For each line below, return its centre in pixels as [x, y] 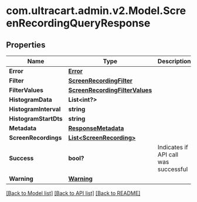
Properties [26, 45]
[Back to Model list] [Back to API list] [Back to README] [73, 193]
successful [173, 169]
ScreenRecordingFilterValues [110, 90]
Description [174, 61]
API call [168, 155]
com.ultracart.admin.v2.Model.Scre [96, 11]
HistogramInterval [35, 109]
